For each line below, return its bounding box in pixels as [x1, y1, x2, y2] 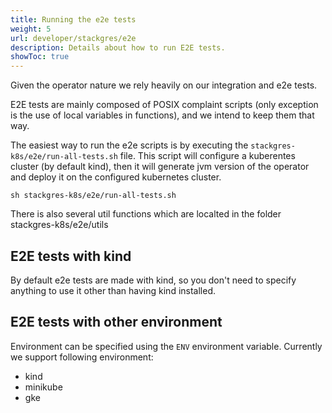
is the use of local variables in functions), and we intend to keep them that [10, 109, 315, 121]
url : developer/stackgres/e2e [10, 33, 137, 43]
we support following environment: [10, 351, 154, 363]
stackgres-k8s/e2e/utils [10, 219, 109, 231]
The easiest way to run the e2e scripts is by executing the [10, 139, 249, 151]
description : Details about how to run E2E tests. [10, 42, 226, 53]
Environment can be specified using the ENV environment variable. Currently [10, 340, 323, 352]
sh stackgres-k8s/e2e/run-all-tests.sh [10, 191, 177, 201]
